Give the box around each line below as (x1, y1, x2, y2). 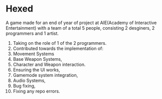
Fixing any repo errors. (13, 88, 60, 94)
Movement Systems (13, 51, 55, 57)
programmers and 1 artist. (6, 30, 59, 36)
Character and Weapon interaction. (13, 61, 86, 67)
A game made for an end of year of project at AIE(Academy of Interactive (6, 20, 157, 26)
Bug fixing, (13, 82, 36, 88)
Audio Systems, (13, 77, 46, 83)
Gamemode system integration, (13, 72, 78, 78)
